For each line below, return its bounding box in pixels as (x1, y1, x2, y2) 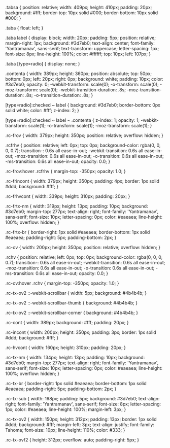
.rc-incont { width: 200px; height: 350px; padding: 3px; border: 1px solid (5, 329, 156, 335)
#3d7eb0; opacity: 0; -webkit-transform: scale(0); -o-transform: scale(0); (5, 81, 159, 87)
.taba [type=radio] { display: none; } (5, 61, 80, 66)
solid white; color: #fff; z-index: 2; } (5, 108, 80, 113)
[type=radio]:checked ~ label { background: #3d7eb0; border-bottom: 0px (5, 102, 161, 108)
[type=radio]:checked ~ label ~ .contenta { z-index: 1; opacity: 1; (5, 117, 140, 123)
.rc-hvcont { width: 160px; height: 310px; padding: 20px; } (5, 344, 126, 351)
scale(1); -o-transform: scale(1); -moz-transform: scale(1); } (28, 123, 152, 128)
